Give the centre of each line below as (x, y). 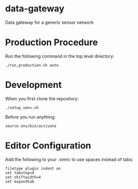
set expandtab (20, 182)
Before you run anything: (31, 117)
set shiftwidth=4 (23, 177)
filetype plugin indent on (33, 168)
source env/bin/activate (31, 126)
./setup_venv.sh (22, 108)
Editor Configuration (48, 146)
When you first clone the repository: (42, 98)
